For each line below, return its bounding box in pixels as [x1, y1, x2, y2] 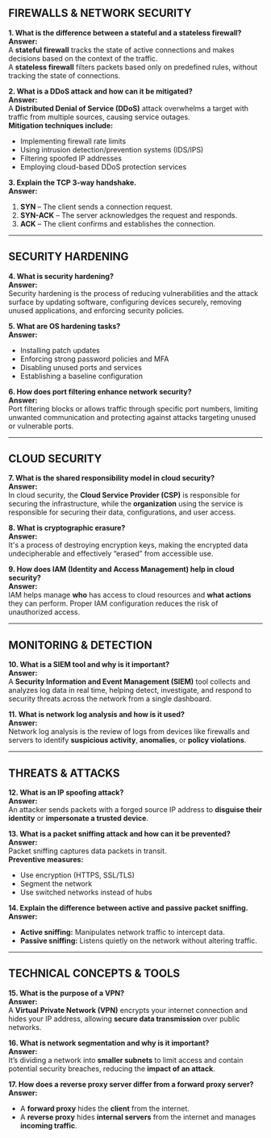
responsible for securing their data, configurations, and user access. [8, 507, 236, 517]
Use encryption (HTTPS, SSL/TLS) [19, 870, 135, 880]
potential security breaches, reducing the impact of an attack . [8, 1064, 215, 1073]
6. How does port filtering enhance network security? [8, 386, 192, 396]
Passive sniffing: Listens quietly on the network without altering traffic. [19, 936, 258, 946]
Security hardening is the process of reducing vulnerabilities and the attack [8, 288, 259, 298]
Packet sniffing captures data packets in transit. [8, 846, 167, 856]
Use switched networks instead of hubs [19, 887, 152, 898]
